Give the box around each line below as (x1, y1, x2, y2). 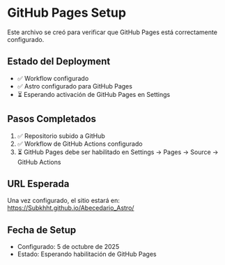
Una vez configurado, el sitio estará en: (7, 197, 121, 205)
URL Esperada (7, 178, 70, 190)
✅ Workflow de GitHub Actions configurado (17, 139, 143, 148)
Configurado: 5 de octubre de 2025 (17, 243, 120, 251)
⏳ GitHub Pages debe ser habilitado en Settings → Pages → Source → (17, 148, 219, 156)
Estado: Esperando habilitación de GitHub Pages (17, 250, 157, 259)
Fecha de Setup (7, 224, 77, 236)
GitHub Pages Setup (7, 5, 127, 21)
